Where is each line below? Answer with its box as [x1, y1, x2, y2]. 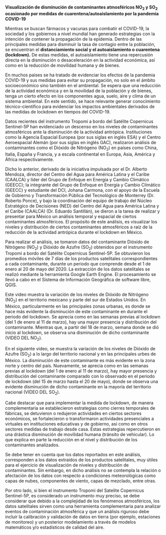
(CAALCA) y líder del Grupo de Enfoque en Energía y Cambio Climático [5, 176, 149, 182]
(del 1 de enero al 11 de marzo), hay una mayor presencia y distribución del [5, 319, 157, 325]
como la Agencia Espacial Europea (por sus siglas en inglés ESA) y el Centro [5, 134, 161, 140]
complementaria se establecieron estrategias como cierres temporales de [5, 405, 156, 411]
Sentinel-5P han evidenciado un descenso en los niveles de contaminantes [5, 123, 158, 129]
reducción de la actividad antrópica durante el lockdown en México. [5, 229, 143, 235]
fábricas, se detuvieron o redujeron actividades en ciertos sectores [5, 410, 142, 416]
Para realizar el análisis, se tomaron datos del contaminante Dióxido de [5, 239, 149, 245]
